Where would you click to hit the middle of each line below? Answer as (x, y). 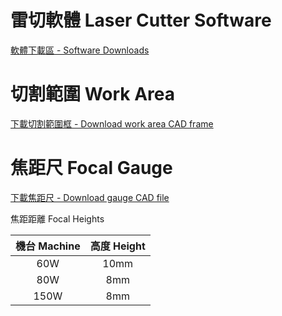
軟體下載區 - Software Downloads (80, 50)
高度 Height (117, 246)
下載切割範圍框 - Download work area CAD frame (112, 123)
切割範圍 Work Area (93, 94)
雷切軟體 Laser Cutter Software (141, 20)
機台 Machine (48, 246)
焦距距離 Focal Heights (57, 218)
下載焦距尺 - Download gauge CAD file (90, 197)
